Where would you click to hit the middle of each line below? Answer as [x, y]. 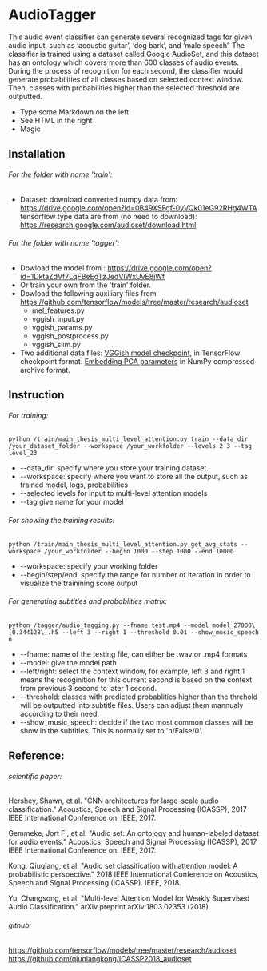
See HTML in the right [56, 120]
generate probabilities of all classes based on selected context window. [126, 79]
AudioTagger [52, 15]
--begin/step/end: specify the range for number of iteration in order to [135, 574]
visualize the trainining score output [79, 583]
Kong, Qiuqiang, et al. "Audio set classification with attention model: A [123, 866]
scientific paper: [35, 776]
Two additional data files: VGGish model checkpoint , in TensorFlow [130, 353]
